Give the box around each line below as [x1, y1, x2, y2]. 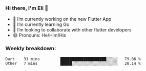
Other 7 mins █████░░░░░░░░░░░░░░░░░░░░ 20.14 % [5, 61, 141, 66]
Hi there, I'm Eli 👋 [5, 5, 49, 12]
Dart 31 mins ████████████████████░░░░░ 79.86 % [5, 56, 141, 61]
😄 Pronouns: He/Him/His [12, 32, 67, 39]
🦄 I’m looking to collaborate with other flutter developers [12, 27, 132, 33]
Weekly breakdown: [5, 45, 56, 52]
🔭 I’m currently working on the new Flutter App [12, 16, 112, 22]
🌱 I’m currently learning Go [12, 21, 70, 27]
